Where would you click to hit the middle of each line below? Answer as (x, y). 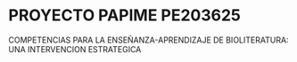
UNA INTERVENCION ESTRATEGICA (75, 49)
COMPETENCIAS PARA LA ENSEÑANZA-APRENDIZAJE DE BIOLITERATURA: (148, 40)
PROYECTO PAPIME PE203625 (125, 15)
